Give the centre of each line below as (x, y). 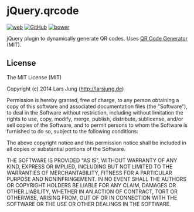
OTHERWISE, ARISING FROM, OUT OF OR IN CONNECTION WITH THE (92, 197)
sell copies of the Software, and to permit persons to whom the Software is (97, 125)
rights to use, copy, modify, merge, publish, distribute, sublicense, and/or (95, 119)
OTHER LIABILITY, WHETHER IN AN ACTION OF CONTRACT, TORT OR (92, 191)
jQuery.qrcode (43, 11)
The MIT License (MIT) (34, 77)
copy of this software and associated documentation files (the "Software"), (97, 106)
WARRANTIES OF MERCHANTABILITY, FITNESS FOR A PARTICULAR (89, 173)
